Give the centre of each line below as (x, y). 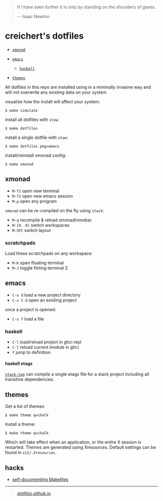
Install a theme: (20, 424)
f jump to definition (31, 352)
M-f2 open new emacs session (42, 196)
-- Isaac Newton (33, 16)
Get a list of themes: (25, 406)
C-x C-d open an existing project (44, 300)
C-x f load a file (28, 319)
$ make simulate (21, 110)
